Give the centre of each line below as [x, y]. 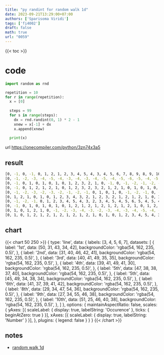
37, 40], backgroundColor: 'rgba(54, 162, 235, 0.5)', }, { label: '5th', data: [78, 273]
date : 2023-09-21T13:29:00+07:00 [39, 14]
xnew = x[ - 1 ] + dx [32, 124]
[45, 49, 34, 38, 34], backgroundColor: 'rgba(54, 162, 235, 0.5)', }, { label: [79, 278]
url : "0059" [17, 37]
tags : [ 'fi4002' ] [23, 23]
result [14, 163]
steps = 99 [20, 111]
